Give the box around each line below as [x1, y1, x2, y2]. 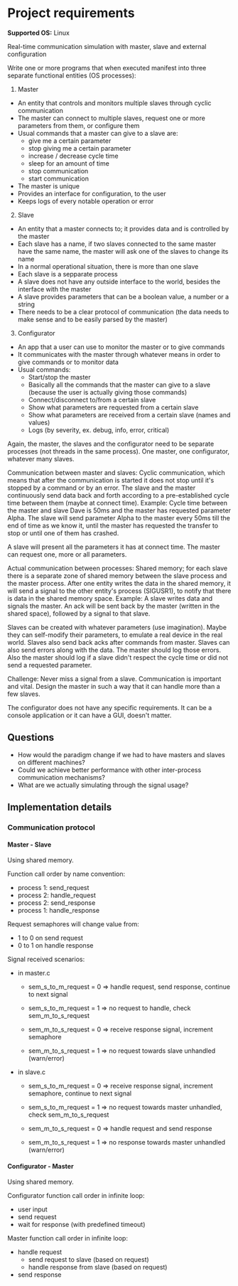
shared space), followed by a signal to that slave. [7, 609, 151, 618]
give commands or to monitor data [17, 358, 119, 366]
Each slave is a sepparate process [17, 269, 119, 278]
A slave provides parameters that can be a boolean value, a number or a [17, 292, 229, 301]
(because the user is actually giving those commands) [28, 387, 188, 396]
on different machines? [17, 758, 85, 766]
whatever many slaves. [7, 454, 75, 463]
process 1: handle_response [17, 906, 100, 915]
